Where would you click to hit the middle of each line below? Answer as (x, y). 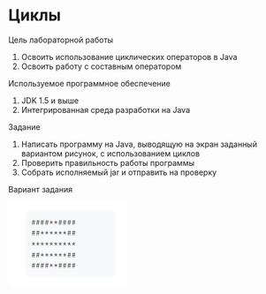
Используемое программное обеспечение (90, 83)
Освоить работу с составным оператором (101, 66)
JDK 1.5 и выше (50, 100)
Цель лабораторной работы (61, 40)
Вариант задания (40, 189)
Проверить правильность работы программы (108, 162)
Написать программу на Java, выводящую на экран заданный (139, 144)
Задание (24, 127)
